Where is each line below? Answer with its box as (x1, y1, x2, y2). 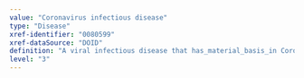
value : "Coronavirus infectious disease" (9, 13, 168, 22)
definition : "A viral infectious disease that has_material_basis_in (9, 47, 278, 56)
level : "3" (9, 55, 51, 64)
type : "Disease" (9, 22, 71, 30)
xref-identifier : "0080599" (9, 30, 116, 39)
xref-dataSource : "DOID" (9, 38, 103, 48)
